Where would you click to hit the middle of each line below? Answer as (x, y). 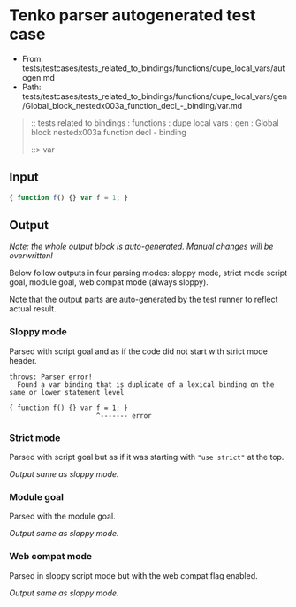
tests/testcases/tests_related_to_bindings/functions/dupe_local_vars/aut (153, 68)
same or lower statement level (67, 392)
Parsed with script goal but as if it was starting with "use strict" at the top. (147, 457)
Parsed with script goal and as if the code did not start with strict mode (138, 351)
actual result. (33, 309)
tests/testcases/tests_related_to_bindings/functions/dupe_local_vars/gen (155, 96)
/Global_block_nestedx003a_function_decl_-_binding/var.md (132, 105)
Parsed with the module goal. (63, 516)
